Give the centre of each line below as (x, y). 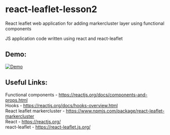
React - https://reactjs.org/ (33, 121)
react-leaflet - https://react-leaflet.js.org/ (48, 127)
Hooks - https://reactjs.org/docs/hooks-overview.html (61, 105)
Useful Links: (27, 83)
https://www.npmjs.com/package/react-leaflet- (115, 111)
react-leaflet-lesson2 (51, 9)
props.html (16, 100)
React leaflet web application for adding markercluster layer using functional (85, 23)
